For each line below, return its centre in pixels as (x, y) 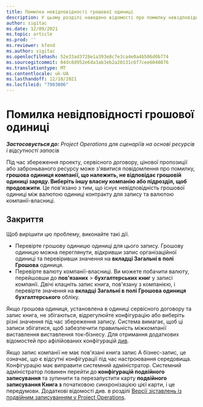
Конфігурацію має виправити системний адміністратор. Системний (94, 365)
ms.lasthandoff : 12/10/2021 (42, 79)
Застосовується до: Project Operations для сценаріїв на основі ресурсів (101, 144)
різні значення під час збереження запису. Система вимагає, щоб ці (95, 321)
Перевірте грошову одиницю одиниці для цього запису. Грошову (99, 245)
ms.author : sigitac (31, 51)
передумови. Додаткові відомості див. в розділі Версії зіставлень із (94, 391)
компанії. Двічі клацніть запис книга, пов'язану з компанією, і (95, 284)
